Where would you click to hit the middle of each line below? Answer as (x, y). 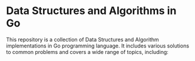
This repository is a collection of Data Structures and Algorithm (82, 39)
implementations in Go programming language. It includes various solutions (98, 46)
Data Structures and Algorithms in (91, 11)
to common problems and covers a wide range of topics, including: (87, 52)
